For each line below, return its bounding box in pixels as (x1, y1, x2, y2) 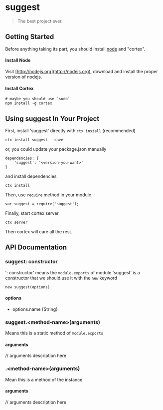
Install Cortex (5, 85, 34, 91)
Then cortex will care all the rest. (5, 228, 72, 234)
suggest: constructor (5, 258, 58, 265)
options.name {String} (12, 306, 58, 312)
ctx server (5, 220, 28, 225)
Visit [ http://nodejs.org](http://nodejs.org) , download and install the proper (5, 68, 159, 74)
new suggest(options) (5, 284, 50, 289)
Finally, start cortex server (5, 210, 59, 216)
